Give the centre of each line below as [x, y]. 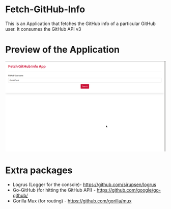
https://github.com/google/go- [129, 190]
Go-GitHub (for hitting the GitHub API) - [54, 190]
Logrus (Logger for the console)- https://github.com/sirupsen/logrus [84, 184]
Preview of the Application [62, 50]
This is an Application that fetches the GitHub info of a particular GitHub [81, 24]
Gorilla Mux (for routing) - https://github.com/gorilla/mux [72, 201]
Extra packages [39, 170]
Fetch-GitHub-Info [45, 9]
